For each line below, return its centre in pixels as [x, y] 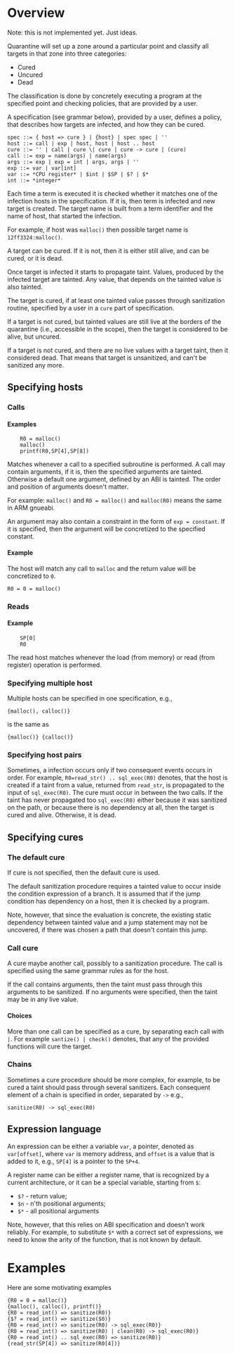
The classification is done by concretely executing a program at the [105, 96]
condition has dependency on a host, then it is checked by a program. [108, 901]
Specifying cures [46, 837]
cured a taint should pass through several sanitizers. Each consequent [109, 1087]
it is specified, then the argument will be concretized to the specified [106, 529]
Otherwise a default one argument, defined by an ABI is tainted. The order [114, 479]
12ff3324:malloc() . [35, 237]
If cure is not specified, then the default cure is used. [83, 873]
